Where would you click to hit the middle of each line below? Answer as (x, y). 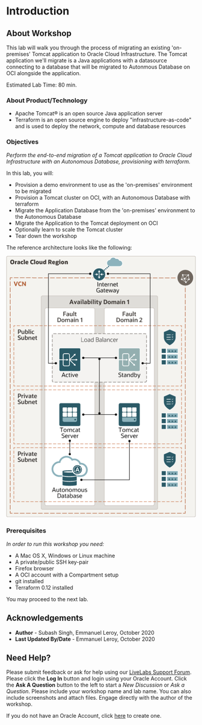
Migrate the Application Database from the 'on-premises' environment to (105, 210)
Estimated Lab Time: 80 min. (41, 85)
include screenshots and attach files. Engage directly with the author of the (99, 698)
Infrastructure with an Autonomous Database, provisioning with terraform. (98, 161)
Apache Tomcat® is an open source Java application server (89, 114)
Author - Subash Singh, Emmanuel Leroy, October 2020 (84, 632)
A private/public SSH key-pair (52, 562)
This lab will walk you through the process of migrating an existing (88, 47)
